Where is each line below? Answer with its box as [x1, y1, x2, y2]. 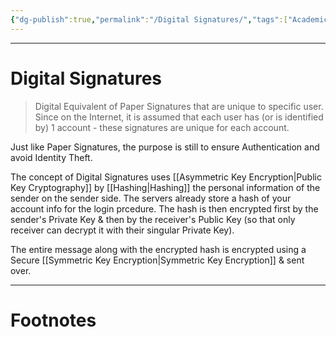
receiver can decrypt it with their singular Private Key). [10, 224, 235, 236]
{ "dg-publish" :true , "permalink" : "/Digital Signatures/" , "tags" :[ [10, 14, 288, 25]
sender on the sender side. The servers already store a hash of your [10, 192, 292, 204]
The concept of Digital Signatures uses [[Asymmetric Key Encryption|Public [10, 171, 322, 183]
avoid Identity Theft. [10, 151, 93, 163]
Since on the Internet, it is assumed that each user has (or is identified [34, 111, 324, 123]
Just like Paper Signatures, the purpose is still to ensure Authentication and [10, 141, 320, 153]
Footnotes [10, 309, 97, 331]
